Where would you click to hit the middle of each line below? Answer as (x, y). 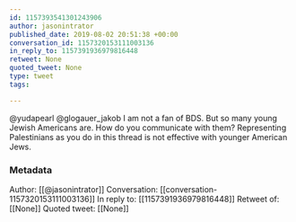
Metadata (30, 170)
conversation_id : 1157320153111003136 (82, 43)
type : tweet (31, 76)
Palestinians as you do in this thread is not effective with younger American (148, 137)
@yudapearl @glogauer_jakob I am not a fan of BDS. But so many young (144, 118)
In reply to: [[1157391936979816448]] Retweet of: (188, 199)
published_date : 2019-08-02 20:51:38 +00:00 (94, 34)
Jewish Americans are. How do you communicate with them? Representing (148, 128)
